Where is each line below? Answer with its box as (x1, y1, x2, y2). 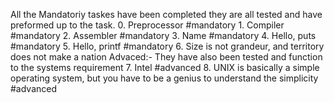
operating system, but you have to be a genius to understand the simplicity (10, 72, 319, 84)
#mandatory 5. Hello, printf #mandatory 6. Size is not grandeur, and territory (10, 40, 325, 52)
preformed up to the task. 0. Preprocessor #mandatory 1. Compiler (10, 19, 285, 31)
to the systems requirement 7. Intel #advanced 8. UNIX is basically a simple (10, 62, 320, 73)
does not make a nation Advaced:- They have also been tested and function (10, 51, 323, 63)
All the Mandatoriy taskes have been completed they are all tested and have (10, 9, 323, 20)
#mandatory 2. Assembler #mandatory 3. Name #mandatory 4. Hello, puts (10, 30, 317, 41)
